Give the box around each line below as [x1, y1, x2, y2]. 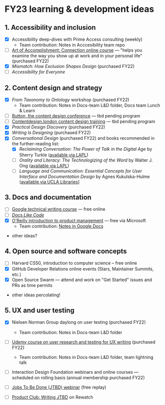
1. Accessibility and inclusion [4, 23, 96, 32]
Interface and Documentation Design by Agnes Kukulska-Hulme [19, 174, 150, 179]
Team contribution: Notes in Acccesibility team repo [19, 42, 125, 48]
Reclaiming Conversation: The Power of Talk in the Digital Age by [19, 146, 153, 152]
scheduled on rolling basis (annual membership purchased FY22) [11, 374, 145, 380]
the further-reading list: [11, 141, 60, 147]
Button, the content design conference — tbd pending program [11, 113, 140, 119]
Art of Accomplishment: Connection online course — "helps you [11, 47, 143, 53]
